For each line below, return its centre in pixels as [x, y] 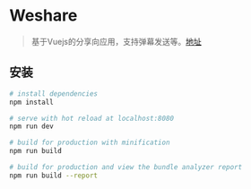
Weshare [43, 16]
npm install [31, 102]
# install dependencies [54, 94]
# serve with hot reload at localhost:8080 [92, 118]
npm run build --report [54, 176]
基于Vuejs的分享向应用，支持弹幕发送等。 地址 [116, 41]
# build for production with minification [90, 143]
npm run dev [31, 126]
